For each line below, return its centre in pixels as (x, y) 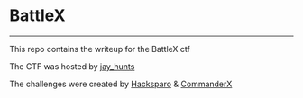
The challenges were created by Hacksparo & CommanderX (121, 84)
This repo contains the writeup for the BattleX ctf (100, 49)
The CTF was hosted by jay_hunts (72, 66)
